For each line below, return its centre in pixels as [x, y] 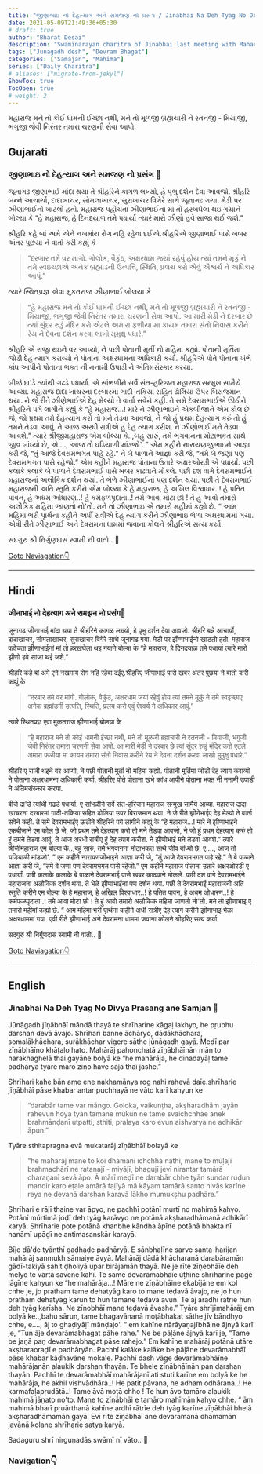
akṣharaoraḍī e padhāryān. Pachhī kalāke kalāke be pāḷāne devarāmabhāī [127, 1350]
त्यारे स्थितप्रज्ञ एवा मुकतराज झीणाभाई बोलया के [65, 721]
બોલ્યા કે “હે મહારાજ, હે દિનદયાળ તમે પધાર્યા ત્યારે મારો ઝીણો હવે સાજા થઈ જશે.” [126, 217]
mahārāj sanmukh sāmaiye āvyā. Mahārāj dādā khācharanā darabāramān [126, 1258]
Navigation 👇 [32, 1461]
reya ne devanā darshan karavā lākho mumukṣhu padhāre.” [123, 1195]
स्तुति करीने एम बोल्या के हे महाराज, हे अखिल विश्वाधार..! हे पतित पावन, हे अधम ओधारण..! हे [121, 892]
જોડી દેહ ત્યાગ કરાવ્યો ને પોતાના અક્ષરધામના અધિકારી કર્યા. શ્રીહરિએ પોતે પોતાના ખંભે [130, 358]
